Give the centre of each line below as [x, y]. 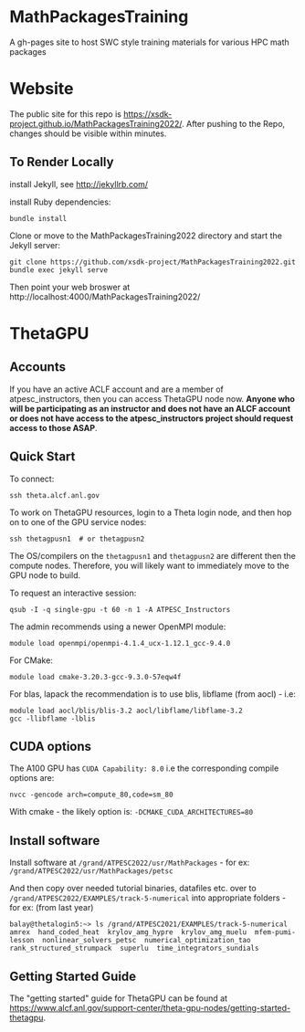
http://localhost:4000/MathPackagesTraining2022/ [105, 296]
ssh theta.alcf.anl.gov [55, 495]
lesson [22, 941]
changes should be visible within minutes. [88, 133]
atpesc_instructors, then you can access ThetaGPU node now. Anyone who [152, 398]
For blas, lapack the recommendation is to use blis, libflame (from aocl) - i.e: [153, 694]
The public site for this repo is [65, 114]
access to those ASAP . [53, 427]
